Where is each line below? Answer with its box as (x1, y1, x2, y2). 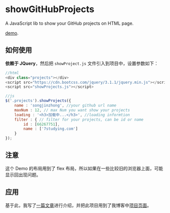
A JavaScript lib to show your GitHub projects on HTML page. (5, 20, 134, 26)
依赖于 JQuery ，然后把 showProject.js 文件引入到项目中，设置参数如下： (5, 60, 158, 66)
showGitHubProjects (5, 4, 95, 15)
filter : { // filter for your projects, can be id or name (14, 117, 144, 122)
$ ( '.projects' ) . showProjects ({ (5, 98, 71, 103)
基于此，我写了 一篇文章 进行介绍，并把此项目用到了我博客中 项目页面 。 (5, 202, 152, 208)
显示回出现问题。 (5, 172, 41, 178)
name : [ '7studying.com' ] (23, 126, 78, 132)
